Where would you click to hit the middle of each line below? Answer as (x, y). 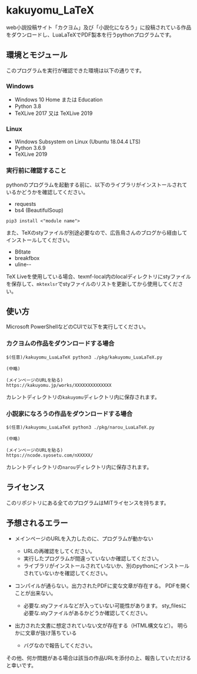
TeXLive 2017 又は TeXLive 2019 (54, 113)
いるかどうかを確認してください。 (47, 192)
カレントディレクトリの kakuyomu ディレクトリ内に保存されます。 (83, 397)
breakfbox (27, 258)
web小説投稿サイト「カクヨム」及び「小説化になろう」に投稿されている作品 (99, 27)
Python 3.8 (28, 106)
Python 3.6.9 (30, 148)
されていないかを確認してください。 (67, 573)
